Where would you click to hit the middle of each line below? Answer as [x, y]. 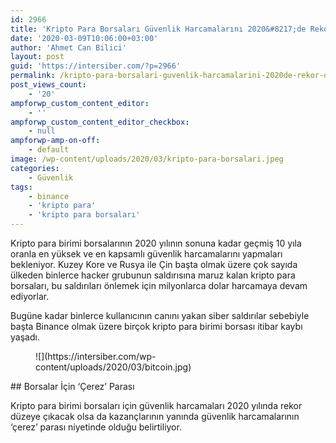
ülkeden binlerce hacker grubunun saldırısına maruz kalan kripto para [153, 275]
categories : [35, 168]
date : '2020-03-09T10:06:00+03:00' [84, 38]
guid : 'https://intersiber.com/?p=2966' [96, 66]
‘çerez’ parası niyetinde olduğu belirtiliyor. [96, 427]
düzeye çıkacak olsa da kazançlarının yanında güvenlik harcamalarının [155, 416]
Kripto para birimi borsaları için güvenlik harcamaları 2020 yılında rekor [156, 405]
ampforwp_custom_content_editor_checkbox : [100, 122]
